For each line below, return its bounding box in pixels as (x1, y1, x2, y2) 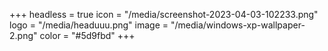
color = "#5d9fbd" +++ (39, 30, 136, 41)
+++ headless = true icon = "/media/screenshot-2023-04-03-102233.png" (9, 9, 319, 20)
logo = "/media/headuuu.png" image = (9, 19, 169, 31)
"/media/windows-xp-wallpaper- (170, 19, 306, 31)
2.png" (9, 30, 38, 41)
